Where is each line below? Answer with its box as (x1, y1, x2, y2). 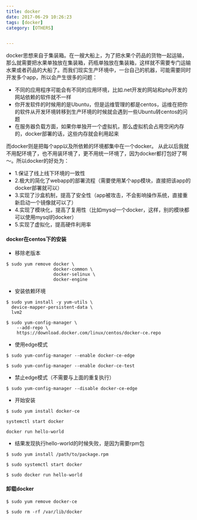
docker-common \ (53, 266, 93, 272)
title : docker (6, 8, 41, 15)
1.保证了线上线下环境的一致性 (14, 170, 86, 177)
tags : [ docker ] (6, 19, 43, 25)
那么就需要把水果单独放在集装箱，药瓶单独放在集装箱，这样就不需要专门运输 (6, 59, 191, 66)
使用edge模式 (14, 341, 48, 348)
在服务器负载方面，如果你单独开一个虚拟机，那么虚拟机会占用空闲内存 (14, 123, 185, 130)
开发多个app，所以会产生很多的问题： (6, 74, 98, 81)
